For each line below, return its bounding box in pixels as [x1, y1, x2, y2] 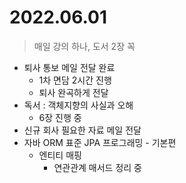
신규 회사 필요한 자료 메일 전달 [23, 124, 142, 136]
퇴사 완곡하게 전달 [38, 86, 109, 98]
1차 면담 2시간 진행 [38, 74, 112, 86]
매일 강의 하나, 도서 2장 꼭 [33, 40, 136, 52]
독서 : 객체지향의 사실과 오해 [23, 99, 134, 111]
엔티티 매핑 [38, 149, 82, 161]
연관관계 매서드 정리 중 [53, 161, 143, 173]
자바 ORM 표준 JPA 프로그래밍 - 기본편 [23, 136, 177, 148]
